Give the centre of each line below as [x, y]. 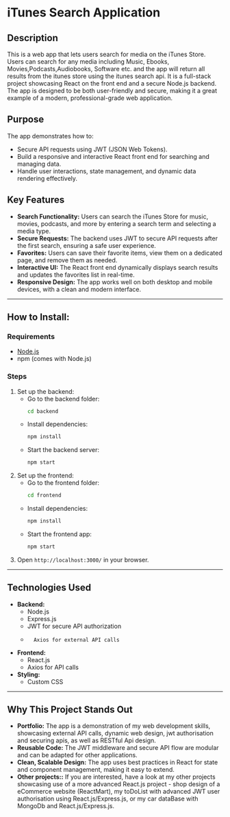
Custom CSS [45, 681]
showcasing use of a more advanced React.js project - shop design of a [118, 784]
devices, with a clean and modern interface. [79, 289]
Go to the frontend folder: [63, 483]
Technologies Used [49, 588]
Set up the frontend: [45, 476]
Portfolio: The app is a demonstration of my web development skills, [114, 726]
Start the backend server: [63, 450]
